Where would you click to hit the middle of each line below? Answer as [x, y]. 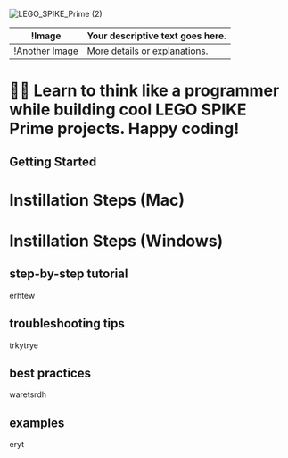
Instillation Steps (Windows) [116, 241]
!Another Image [46, 51]
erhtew [22, 295]
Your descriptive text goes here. [157, 36]
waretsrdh [28, 394]
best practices [50, 373]
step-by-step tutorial [69, 274]
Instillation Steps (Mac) [97, 200]
